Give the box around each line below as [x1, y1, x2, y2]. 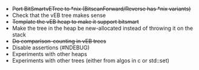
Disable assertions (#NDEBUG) [12, 44, 90, 51]
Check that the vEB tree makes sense [12, 12, 106, 19]
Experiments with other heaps [12, 51, 87, 57]
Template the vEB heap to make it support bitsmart [12, 18, 140, 25]
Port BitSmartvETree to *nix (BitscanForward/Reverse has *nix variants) [12, 5, 191, 12]
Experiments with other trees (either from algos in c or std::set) [12, 57, 170, 64]
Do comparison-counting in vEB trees [12, 38, 106, 44]
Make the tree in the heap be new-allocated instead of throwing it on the [12, 24, 193, 32]
